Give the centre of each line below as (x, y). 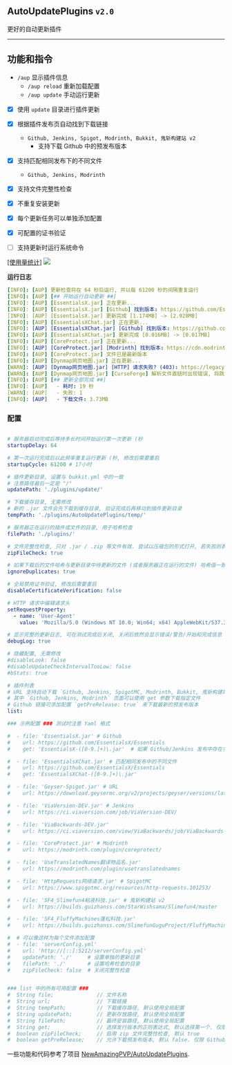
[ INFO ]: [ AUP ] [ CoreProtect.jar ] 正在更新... (72, 341)
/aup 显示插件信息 (42, 77)
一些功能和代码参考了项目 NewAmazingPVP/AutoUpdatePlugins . (98, 1054)
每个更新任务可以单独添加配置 (59, 218)
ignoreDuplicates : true (41, 572)
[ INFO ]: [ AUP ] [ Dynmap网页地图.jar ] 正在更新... (74, 361)
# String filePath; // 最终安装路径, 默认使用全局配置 (96, 1021)
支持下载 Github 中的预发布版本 (82, 146)
